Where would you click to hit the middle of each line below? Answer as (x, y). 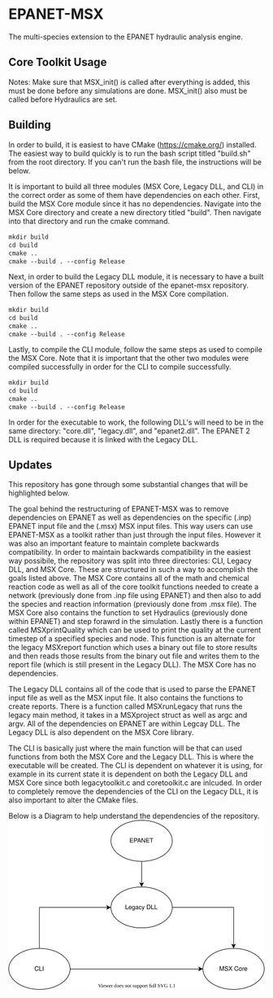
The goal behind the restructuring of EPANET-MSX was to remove (119, 509)
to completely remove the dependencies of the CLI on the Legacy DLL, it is (133, 792)
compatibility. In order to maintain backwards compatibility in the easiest (130, 552)
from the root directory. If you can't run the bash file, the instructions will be (135, 162)
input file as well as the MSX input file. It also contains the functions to (126, 698)
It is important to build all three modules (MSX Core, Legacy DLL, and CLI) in (136, 186)
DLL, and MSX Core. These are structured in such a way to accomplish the (133, 569)
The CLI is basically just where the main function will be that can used (125, 748)
